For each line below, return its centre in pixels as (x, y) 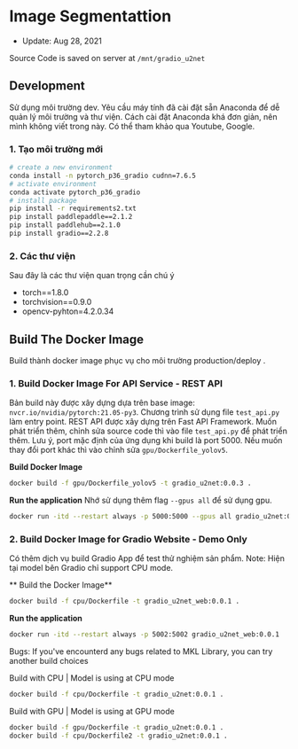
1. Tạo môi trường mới (56, 149)
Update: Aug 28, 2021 (62, 41)
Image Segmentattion (90, 16)
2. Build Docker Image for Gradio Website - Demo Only (129, 539)
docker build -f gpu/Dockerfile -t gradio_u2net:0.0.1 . (117, 728)
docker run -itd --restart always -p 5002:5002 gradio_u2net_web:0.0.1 (144, 635)
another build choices (49, 661)
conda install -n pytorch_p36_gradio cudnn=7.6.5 (103, 176)
